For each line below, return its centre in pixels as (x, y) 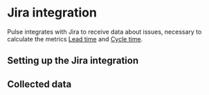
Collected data (39, 84)
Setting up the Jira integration (73, 61)
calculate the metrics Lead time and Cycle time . (75, 39)
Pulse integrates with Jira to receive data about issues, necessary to (104, 32)
